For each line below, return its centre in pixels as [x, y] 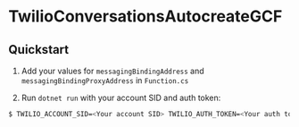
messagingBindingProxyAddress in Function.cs [105, 80]
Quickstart [39, 50]
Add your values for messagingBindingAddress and [112, 71]
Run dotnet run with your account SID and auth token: [121, 97]
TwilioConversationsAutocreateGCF [145, 17]
